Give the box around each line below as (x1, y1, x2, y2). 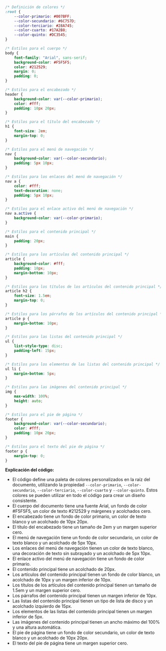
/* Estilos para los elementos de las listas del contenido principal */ (5, 362, 161, 367)
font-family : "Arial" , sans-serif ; (14, 55, 87, 60)
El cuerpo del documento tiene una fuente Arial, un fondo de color (12, 503, 147, 509)
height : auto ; (14, 398, 43, 404)
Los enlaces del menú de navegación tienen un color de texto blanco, (12, 545, 154, 551)
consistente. (12, 497, 38, 504)
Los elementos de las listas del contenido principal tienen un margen (12, 609, 152, 615)
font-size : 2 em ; (14, 129, 48, 134)
